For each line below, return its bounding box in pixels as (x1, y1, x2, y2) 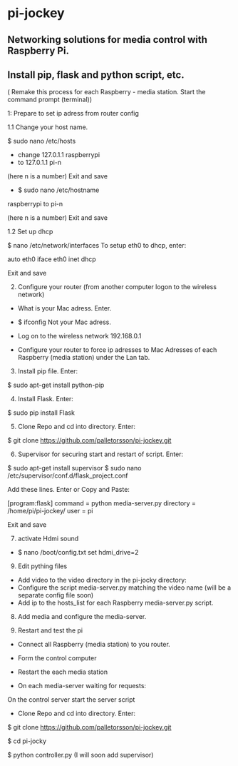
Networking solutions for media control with (7, 34, 208, 46)
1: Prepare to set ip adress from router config (7, 109, 139, 118)
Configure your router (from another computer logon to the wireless (17, 283, 217, 291)
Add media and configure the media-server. (17, 613, 147, 621)
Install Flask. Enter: (17, 395, 73, 403)
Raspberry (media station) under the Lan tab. (17, 353, 150, 362)
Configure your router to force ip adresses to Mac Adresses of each (17, 346, 217, 354)
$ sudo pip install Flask (7, 408, 75, 417)
